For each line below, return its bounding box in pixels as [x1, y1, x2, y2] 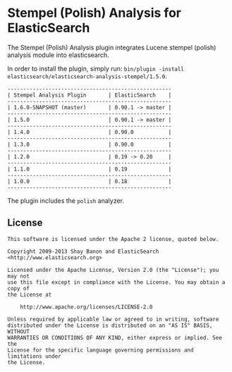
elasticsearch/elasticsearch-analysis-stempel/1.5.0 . [7, 72, 167, 80]
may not [7, 273, 30, 280]
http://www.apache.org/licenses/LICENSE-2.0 [20, 303, 153, 311]
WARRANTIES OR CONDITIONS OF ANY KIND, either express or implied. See [7, 334, 222, 341]
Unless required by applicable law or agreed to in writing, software [7, 316, 219, 323]
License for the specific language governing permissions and [7, 347, 194, 354]
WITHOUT [7, 328, 30, 335]
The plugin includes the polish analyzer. [7, 196, 125, 205]
